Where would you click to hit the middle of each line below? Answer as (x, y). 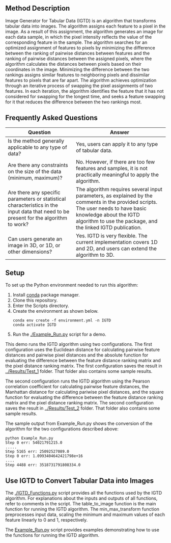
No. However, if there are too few (116, 161)
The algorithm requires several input (119, 189)
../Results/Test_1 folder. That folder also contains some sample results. (79, 371)
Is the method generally (36, 141)
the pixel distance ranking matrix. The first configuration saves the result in (84, 366)
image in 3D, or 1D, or (34, 245)
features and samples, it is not (112, 168)
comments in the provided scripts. (117, 202)
